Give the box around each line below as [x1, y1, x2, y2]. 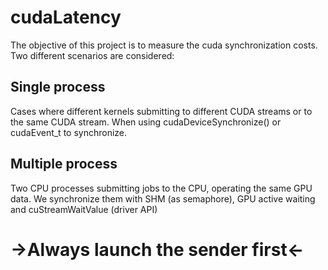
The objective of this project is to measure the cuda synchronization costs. [10, 39, 318, 51]
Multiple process [10, 156, 118, 173]
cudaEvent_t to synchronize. [10, 126, 128, 138]
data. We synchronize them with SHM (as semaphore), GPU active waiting [10, 192, 316, 205]
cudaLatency [10, 6, 122, 29]
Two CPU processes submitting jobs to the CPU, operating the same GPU [10, 182, 313, 194]
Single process [10, 79, 106, 96]
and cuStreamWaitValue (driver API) [10, 203, 158, 215]
